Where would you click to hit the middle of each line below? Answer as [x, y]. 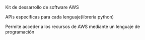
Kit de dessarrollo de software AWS [42, 7]
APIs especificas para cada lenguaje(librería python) [60, 17]
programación [20, 32]
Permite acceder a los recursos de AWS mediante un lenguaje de [73, 26]
